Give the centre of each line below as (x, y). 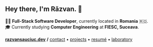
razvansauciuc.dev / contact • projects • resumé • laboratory (69, 39)
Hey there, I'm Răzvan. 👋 (44, 9)
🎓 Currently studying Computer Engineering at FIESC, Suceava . (72, 27)
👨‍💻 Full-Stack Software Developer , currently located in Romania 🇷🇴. (77, 21)
